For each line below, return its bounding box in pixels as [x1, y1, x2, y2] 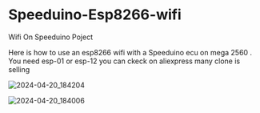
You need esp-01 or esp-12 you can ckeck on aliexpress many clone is [8, 56, 241, 66]
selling [8, 64, 30, 74]
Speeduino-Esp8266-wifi [8, 6, 182, 24]
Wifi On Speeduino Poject [8, 32, 94, 42]
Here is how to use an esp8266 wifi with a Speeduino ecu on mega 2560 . [8, 47, 253, 57]
